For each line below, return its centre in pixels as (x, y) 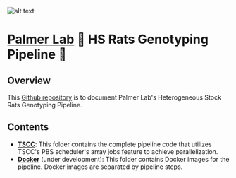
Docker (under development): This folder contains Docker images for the (123, 159)
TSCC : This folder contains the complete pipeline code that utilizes (115, 144)
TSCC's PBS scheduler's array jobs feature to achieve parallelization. (118, 151)
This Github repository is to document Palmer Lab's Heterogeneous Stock (114, 97)
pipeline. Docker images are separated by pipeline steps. (100, 167)
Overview (29, 80)
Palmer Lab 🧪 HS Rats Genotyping (108, 40)
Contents (28, 127)
